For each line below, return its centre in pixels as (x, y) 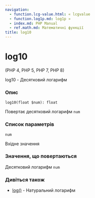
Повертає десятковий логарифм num (43, 112)
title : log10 (18, 32)
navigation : (17, 10)
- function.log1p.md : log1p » (40, 19)
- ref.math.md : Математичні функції (47, 28)
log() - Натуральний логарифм (44, 190)
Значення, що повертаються (41, 156)
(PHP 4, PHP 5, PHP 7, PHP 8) (35, 70)
